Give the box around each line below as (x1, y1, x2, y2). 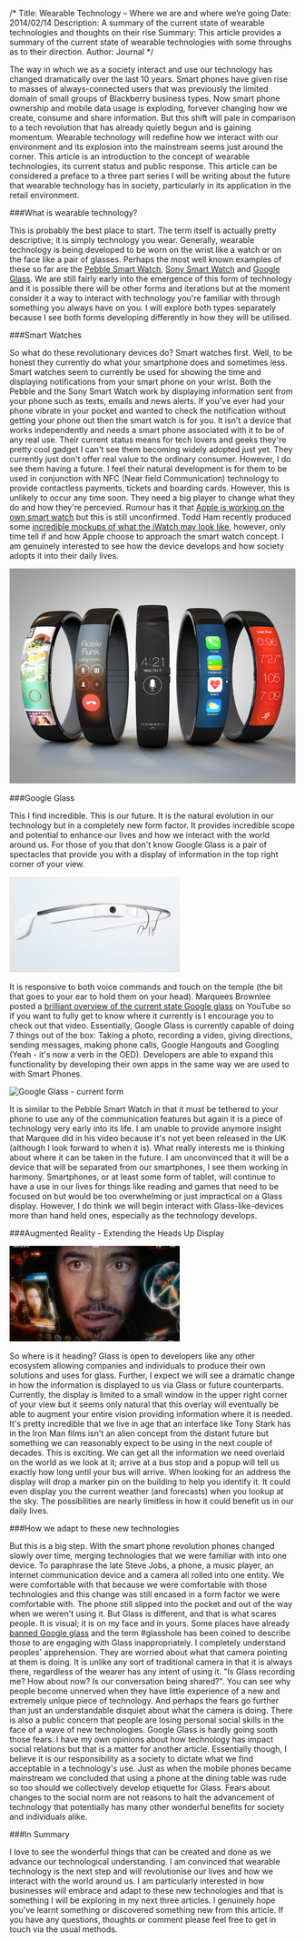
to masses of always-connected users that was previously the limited (9, 84, 269, 94)
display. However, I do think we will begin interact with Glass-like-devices (9, 1200, 284, 1211)
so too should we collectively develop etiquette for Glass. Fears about (9, 1783, 271, 1793)
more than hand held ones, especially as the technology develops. (9, 1210, 258, 1220)
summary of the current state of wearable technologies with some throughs (9, 36, 292, 47)
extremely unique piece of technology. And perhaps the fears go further (9, 1695, 280, 1705)
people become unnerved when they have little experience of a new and (9, 1685, 280, 1696)
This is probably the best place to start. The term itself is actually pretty (9, 225, 277, 236)
